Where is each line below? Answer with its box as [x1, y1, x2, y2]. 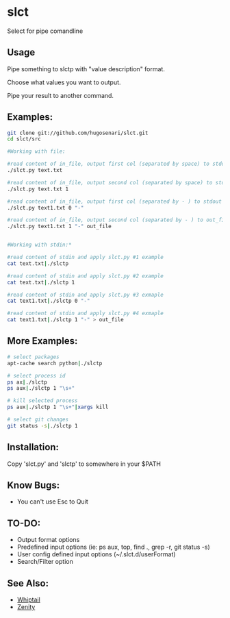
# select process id [7, 372, 66, 379]
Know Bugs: [7, 479, 60, 491]
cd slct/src [7, 136, 41, 143]
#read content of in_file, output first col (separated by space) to [7, 160, 210, 168]
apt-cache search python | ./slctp [7, 360, 103, 367]
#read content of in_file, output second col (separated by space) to [7, 179, 213, 186]
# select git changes [7, 416, 69, 423]
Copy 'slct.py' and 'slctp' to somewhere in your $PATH [7, 460, 161, 468]
